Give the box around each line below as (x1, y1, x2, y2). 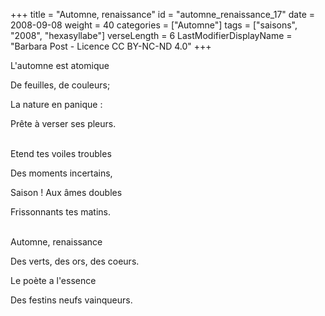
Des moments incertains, (10, 167, 113, 179)
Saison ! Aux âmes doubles (10, 187, 123, 198)
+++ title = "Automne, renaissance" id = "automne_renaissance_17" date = (10, 9, 316, 20)
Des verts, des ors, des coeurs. (10, 255, 140, 267)
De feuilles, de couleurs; (10, 79, 111, 91)
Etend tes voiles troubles (10, 148, 112, 159)
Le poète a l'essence (10, 275, 97, 286)
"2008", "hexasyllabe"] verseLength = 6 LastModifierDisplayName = (10, 30, 293, 41)
